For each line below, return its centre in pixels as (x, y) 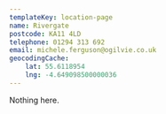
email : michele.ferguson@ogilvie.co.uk (83, 50)
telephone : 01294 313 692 (57, 42)
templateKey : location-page (61, 17)
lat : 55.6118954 (55, 67)
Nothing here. (34, 100)
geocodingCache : (39, 58)
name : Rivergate (39, 26)
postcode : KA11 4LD (45, 34)
